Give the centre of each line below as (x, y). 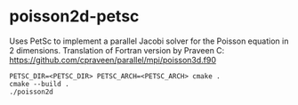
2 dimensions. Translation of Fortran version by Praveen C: (117, 50)
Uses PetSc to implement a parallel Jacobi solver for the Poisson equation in (149, 41)
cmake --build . (39, 84)
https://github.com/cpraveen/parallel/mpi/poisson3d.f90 (113, 60)
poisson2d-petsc (74, 16)
